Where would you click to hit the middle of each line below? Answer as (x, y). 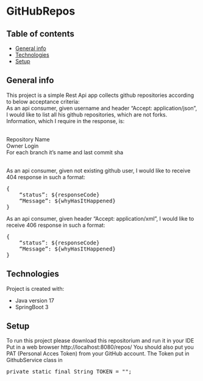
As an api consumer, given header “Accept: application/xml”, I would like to (100, 218)
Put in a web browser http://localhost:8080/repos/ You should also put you (100, 347)
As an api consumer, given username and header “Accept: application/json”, (101, 108)
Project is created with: (35, 288)
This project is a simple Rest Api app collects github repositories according (100, 95)
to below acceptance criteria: (43, 101)
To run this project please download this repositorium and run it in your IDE (100, 341)
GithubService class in (34, 360)
